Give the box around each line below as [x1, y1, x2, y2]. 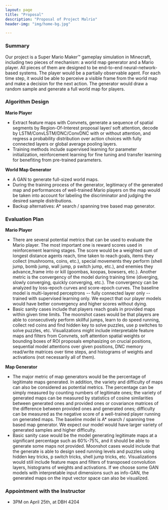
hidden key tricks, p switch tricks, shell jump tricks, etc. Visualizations [12, 454, 157, 460]
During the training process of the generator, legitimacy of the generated [12, 181, 163, 187]
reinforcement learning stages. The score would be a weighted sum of [12, 247, 158, 254]
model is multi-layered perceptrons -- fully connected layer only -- [12, 290, 150, 296]
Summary [5, 42, 30, 49]
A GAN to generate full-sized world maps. [12, 176, 99, 182]
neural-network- [123, 64, 158, 70]
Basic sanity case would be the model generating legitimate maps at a [12, 433, 157, 439]
